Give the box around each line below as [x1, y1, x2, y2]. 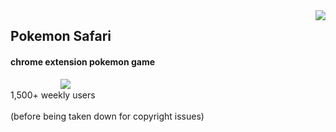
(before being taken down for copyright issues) [10, 110, 205, 122]
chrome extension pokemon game [10, 55, 156, 68]
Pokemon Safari [10, 28, 112, 45]
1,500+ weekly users [10, 89, 96, 101]
